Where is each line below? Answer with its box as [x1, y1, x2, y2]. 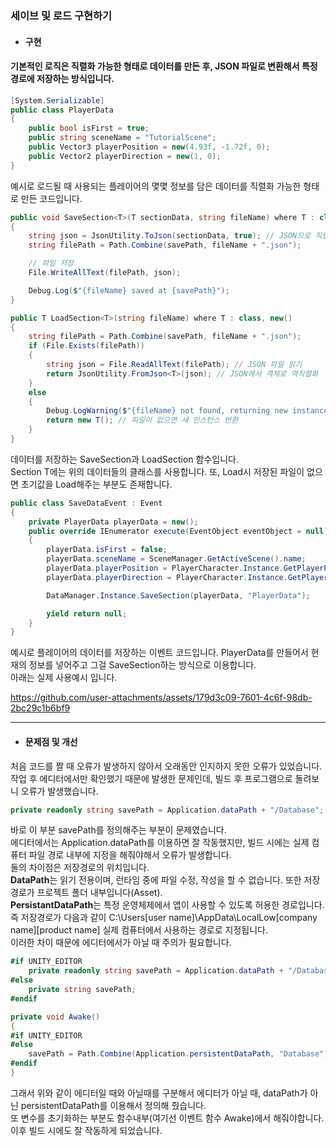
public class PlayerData [10, 105, 114, 115]
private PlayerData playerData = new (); [28, 517, 199, 527]
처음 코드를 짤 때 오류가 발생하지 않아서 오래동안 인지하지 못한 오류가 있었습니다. [10, 760, 323, 772]
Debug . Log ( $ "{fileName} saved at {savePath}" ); [28, 285, 230, 296]
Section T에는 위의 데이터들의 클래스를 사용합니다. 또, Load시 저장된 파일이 [10, 465, 305, 477]
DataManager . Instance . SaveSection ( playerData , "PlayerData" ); [46, 590, 311, 601]
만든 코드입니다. [20, 192, 83, 204]
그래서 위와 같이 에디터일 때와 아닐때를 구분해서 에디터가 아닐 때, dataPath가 [10, 1087, 308, 1099]
